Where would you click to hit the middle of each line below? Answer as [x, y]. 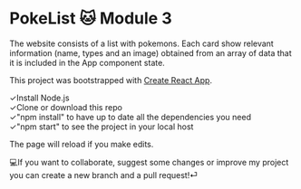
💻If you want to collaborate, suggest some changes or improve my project [149, 162]
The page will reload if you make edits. [82, 144]
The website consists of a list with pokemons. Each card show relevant [141, 43]
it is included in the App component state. [87, 62]
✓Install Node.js [39, 98]
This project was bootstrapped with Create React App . [111, 80]
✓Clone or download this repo [66, 107]
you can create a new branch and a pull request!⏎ [103, 175]
